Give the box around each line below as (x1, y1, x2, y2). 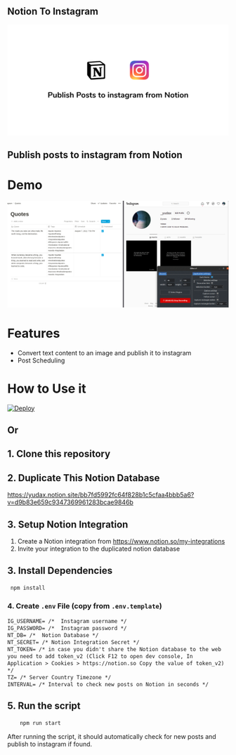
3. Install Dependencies (7, 565, 113, 577)
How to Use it (7, 381, 86, 396)
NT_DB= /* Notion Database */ (7, 632, 99, 639)
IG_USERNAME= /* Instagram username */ (7, 618, 128, 625)
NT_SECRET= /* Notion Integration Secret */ (7, 639, 140, 646)
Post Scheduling (17, 356, 65, 365)
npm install (10, 584, 46, 591)
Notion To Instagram (7, 6, 99, 18)
